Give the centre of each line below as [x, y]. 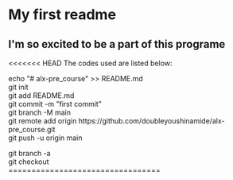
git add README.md [41, 96]
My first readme [62, 15]
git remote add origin [43, 121]
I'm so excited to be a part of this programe [117, 44]
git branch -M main [40, 112]
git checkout [29, 162]
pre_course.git [32, 129]
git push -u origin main [45, 138]
